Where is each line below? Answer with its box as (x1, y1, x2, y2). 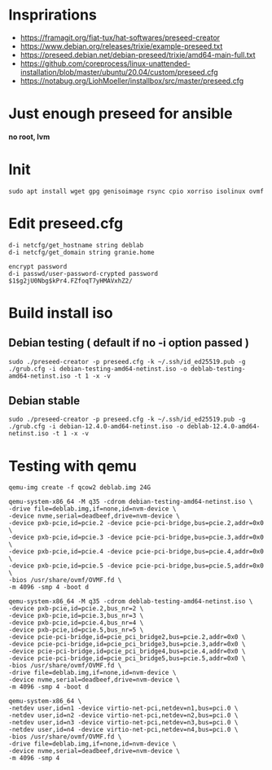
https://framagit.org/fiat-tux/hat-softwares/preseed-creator (20, 33, 221, 42)
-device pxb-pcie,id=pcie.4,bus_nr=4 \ (8, 619, 144, 628)
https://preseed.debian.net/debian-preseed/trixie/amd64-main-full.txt (20, 50, 256, 59)
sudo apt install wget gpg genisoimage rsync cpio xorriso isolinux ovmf (8, 187, 265, 195)
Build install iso (8, 304, 114, 322)
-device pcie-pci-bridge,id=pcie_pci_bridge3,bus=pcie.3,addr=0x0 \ (8, 641, 246, 649)
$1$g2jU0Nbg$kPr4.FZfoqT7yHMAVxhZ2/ (8, 277, 133, 285)
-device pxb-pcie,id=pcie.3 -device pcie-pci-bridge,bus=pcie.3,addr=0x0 (8, 533, 265, 542)
